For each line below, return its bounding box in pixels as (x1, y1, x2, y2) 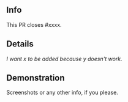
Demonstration (6, 73, 66, 83)
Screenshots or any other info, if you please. (6, 89, 118, 97)
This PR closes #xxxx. (6, 21, 62, 28)
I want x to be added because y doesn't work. (6, 55, 122, 62)
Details (6, 39, 34, 49)
